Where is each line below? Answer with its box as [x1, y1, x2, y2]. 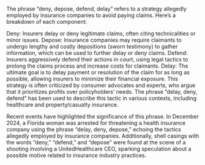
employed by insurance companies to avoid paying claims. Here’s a [6, 12, 176, 19]
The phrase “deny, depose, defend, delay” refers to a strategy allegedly [6, 5, 187, 12]
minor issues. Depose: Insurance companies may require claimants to [6, 37, 182, 43]
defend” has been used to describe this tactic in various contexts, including [6, 94, 197, 102]
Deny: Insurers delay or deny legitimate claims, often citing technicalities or [6, 30, 196, 37]
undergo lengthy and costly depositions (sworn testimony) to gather [6, 43, 178, 50]
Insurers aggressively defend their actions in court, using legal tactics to [6, 56, 188, 63]
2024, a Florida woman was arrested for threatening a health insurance [6, 119, 185, 127]
